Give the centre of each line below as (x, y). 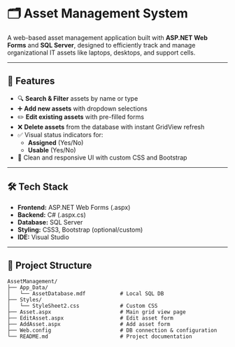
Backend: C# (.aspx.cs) (51, 215)
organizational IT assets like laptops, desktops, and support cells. (101, 52)
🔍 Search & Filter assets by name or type (78, 98)
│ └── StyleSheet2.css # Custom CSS (83, 306)
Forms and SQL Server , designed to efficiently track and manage (101, 45)
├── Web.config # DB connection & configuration (112, 331)
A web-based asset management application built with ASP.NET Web (108, 37)
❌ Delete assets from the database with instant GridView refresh (111, 127)
